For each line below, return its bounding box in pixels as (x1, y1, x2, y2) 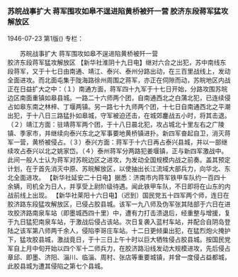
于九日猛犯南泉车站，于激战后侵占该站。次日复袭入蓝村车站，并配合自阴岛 (7, 217, 225, 226)
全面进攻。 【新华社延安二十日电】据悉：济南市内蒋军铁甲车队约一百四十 (13, 174, 227, 182)
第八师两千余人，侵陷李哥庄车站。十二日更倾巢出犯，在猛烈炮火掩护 (31, 227, 231, 235)
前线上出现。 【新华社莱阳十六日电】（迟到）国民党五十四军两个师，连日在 (13, 191, 229, 200)
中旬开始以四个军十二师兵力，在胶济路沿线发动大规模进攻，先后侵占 (31, 244, 231, 253)
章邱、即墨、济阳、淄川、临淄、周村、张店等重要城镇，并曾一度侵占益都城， (7, 253, 231, 261)
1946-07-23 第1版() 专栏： (7, 34, 84, 43)
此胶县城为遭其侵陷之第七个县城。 (7, 262, 107, 271)
